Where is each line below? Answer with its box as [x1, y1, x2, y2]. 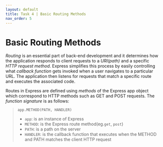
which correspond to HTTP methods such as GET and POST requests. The [5, 93, 155, 99]
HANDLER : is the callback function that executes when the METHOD [24, 132, 157, 137]
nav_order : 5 [5, 16, 32, 21]
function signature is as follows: [5, 98, 69, 104]
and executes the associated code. [5, 78, 76, 85]
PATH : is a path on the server [24, 126, 81, 132]
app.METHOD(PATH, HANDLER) [17, 107, 72, 113]
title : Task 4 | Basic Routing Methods [5, 12, 86, 16]
